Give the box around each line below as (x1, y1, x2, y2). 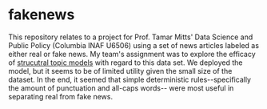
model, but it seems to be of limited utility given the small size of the (8, 66, 233, 75)
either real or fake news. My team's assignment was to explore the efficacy (8, 49, 256, 59)
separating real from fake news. (8, 91, 114, 101)
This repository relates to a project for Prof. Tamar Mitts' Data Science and (8, 32, 253, 42)
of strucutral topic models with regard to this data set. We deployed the (8, 58, 243, 67)
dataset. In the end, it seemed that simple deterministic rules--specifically (8, 75, 252, 84)
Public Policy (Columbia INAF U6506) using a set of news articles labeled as (8, 40, 260, 50)
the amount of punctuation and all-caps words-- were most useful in (8, 83, 234, 93)
